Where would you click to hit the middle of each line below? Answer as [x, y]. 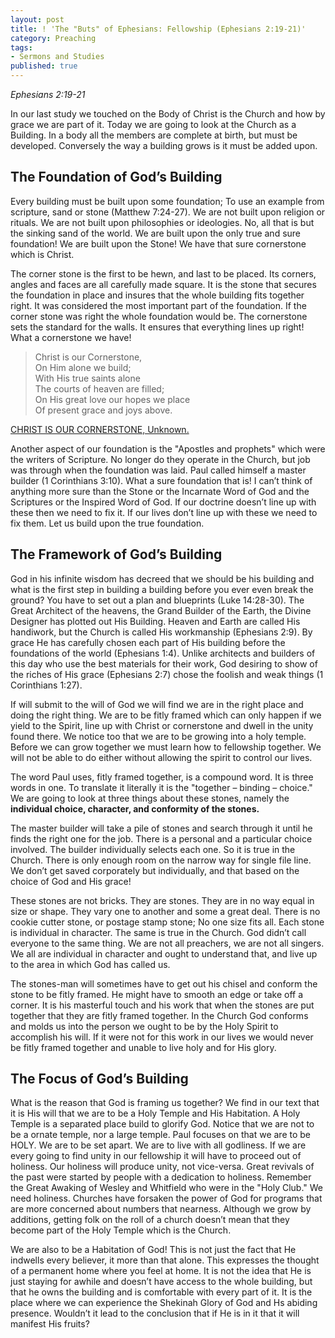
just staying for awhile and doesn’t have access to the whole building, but [161, 1282]
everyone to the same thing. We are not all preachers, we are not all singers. [167, 943]
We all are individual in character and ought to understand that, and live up [164, 953]
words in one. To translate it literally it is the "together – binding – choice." [161, 787]
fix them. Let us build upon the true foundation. [107, 523]
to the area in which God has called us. [90, 964]
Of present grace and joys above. [103, 410]
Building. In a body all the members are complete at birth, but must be [154, 135]
